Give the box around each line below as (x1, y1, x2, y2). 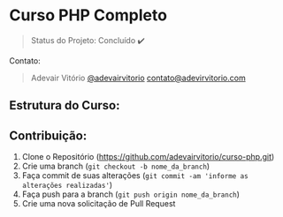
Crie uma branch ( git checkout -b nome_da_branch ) (21, 161, 210, 172)
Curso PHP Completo (9, 5, 168, 26)
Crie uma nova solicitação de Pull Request (21, 198, 176, 209)
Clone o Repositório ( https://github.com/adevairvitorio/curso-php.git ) (21, 152, 275, 162)
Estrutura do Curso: (9, 98, 120, 113)
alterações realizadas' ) (21, 180, 113, 191)
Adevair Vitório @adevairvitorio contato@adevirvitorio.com (30, 72, 246, 83)
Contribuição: (9, 128, 88, 143)
